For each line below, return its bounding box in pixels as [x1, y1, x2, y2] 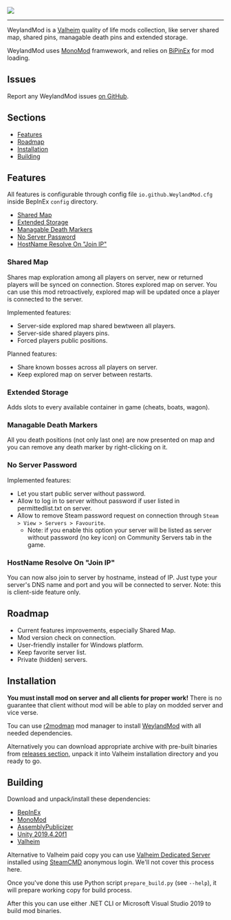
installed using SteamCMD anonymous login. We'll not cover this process [7, 858, 214, 866]
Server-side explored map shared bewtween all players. [16, 321, 176, 330]
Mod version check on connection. [16, 633, 116, 641]
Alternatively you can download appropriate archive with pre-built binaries [7, 742, 218, 750]
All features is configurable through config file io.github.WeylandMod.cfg [7, 190, 213, 199]
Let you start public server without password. [16, 489, 146, 498]
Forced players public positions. [16, 336, 108, 344]
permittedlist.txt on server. [16, 504, 93, 512]
